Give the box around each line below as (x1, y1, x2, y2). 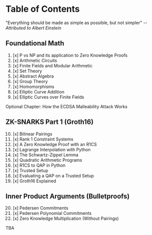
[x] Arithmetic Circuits (12, 58, 57, 63)
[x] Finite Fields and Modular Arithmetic (12, 62, 93, 68)
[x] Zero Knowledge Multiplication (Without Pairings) (12, 215, 119, 222)
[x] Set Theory (12, 68, 42, 74)
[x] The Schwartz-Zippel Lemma (12, 151, 79, 158)
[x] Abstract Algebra (12, 73, 54, 79)
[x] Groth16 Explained (12, 178, 56, 184)
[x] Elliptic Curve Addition (12, 88, 65, 94)
